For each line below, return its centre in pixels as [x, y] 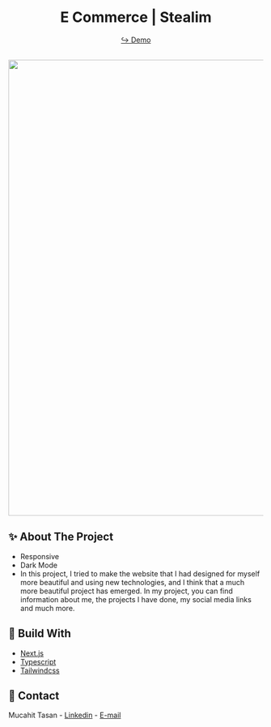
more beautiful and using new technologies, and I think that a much [132, 582]
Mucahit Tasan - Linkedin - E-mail [65, 715]
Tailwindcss [40, 670]
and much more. [47, 608]
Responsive [39, 556]
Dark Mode [39, 565]
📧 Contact [34, 696]
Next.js [32, 653]
